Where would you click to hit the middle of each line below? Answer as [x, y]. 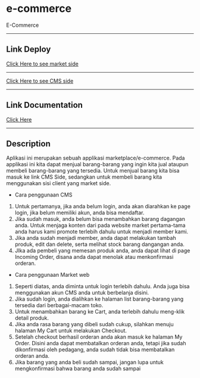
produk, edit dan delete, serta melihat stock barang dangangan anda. [99, 244]
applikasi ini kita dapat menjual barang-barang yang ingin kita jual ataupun [97, 164]
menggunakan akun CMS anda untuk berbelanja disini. [82, 293]
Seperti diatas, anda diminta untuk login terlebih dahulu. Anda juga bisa [102, 286]
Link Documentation [45, 105]
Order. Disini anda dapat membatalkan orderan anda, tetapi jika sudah [100, 343]
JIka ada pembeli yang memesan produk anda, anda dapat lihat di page [102, 251]
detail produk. [32, 318]
